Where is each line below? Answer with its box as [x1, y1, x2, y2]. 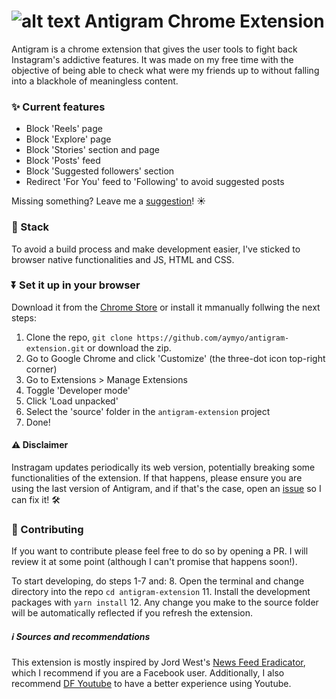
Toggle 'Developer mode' [25, 384, 131, 396]
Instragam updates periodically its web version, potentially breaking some [11, 461, 316, 474]
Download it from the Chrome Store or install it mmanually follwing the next [11, 301, 321, 313]
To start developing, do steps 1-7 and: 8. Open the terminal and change [11, 575, 305, 587]
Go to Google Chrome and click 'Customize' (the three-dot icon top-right [25, 352, 326, 364]
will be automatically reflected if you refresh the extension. [11, 607, 253, 619]
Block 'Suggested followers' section [25, 165, 175, 177]
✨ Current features [11, 100, 106, 114]
